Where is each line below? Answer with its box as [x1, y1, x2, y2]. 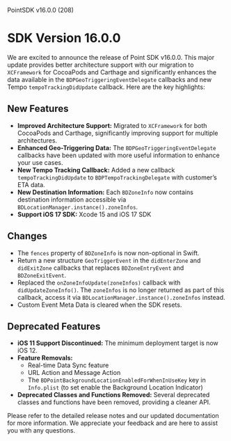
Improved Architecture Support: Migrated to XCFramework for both [17, 121, 207, 129]
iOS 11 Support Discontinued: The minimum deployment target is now [17, 339, 218, 347]
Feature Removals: [17, 354, 73, 362]
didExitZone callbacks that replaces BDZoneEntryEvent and [17, 264, 184, 272]
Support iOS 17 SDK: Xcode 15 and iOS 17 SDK [17, 210, 152, 218]
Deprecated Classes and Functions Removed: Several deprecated [17, 391, 210, 399]
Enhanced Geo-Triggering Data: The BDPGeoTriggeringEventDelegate [17, 143, 216, 152]
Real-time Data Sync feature [27, 361, 109, 369]
